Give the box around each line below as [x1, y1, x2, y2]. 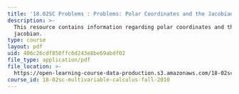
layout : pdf [7, 43, 43, 50]
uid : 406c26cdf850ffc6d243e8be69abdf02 [7, 50, 126, 57]
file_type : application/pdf [7, 57, 91, 64]
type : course [7, 37, 46, 44]
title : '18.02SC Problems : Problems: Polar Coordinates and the [7, 10, 205, 18]
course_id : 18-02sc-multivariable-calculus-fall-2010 [7, 76, 171, 83]
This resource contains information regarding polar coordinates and [14, 23, 224, 30]
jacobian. [14, 30, 43, 37]
